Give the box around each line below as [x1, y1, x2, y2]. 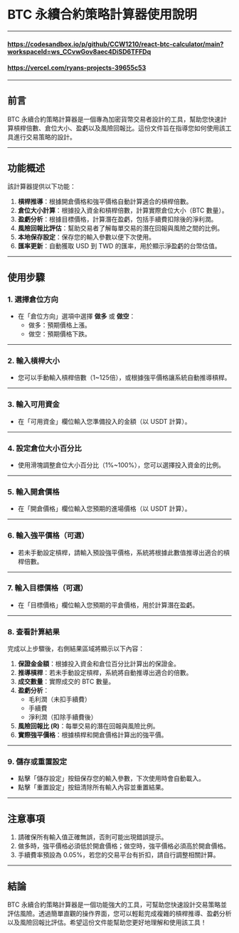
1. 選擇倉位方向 [7, 294, 59, 304]
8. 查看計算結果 [7, 627, 60, 636]
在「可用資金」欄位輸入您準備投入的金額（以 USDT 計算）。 [17, 417, 191, 425]
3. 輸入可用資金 [7, 400, 60, 410]
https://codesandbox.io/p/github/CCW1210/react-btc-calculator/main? [7, 40, 224, 48]
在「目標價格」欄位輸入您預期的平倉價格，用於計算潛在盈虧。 [17, 600, 199, 609]
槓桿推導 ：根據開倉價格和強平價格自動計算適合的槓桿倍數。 [17, 197, 193, 206]
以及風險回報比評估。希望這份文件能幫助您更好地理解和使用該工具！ [7, 918, 207, 927]
